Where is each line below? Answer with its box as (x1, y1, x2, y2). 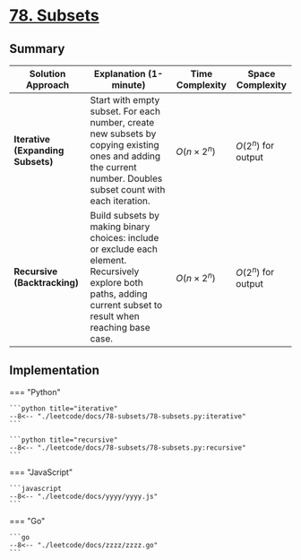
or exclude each (90, 243, 159, 255)
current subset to (90, 299, 163, 311)
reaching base (90, 322, 150, 333)
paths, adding (90, 288, 148, 300)
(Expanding (13, 144, 64, 157)
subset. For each (90, 105, 161, 117)
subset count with (90, 184, 166, 195)
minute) (111, 79, 146, 90)
